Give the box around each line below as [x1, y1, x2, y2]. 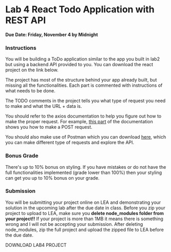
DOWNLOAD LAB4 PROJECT [5, 242, 67, 248]
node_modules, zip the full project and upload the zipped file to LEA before [5, 226, 164, 232]
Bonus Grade [5, 152, 39, 160]
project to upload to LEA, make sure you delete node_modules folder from [5, 210, 164, 216]
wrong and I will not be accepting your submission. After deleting [5, 221, 143, 227]
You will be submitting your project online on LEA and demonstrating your [5, 199, 161, 205]
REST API [5, 14, 46, 26]
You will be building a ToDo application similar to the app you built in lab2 [5, 56, 160, 62]
